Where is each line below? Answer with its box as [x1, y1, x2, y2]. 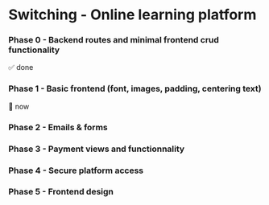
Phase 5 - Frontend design [8, 187, 114, 198]
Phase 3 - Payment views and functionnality [8, 143, 185, 154]
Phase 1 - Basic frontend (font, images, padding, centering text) [8, 83, 262, 94]
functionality [8, 44, 60, 55]
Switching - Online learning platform [8, 6, 257, 24]
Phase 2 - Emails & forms [8, 121, 108, 133]
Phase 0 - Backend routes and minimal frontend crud [8, 35, 220, 46]
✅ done [8, 63, 34, 72]
